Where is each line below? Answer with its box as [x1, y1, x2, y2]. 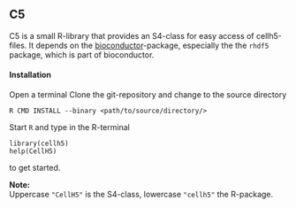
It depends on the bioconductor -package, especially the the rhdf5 [28, 40, 269, 50]
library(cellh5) [9, 139, 69, 149]
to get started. [9, 163, 61, 173]
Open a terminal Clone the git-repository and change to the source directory [9, 89, 287, 100]
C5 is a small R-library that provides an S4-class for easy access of [9, 30, 254, 41]
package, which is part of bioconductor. [9, 49, 155, 60]
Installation [9, 70, 51, 81]
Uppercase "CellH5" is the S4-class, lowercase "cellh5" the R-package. [9, 189, 274, 200]
